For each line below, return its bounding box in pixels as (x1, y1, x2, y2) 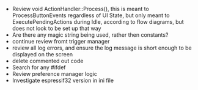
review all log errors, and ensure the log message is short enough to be (12, 44, 192, 51)
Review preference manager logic (12, 70, 98, 77)
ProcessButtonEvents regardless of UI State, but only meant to (12, 12, 170, 19)
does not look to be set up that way (12, 24, 101, 32)
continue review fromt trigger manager (12, 38, 110, 45)
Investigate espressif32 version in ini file (12, 77, 114, 84)
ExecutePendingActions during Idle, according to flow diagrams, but (12, 18, 185, 25)
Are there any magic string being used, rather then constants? (12, 31, 169, 39)
